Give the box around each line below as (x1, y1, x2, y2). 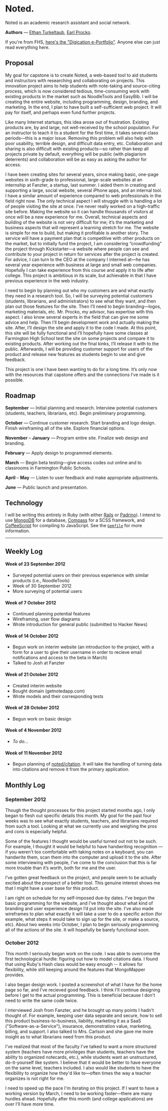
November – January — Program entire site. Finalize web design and (5, 435, 148, 441)
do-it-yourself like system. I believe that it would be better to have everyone (5, 1059, 161, 1065)
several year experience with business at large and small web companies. (5, 261, 157, 268)
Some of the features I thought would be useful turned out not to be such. (5, 838, 157, 844)
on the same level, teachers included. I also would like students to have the (5, 1065, 159, 1071)
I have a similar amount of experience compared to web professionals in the (5, 192, 161, 198)
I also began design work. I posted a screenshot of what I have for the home (5, 982, 162, 988)
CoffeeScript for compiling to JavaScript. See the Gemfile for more (5, 523, 142, 529)
